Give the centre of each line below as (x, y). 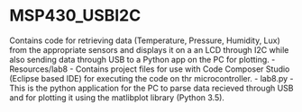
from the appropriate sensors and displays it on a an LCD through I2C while (149, 49)
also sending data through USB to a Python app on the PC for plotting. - (142, 59)
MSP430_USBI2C (75, 16)
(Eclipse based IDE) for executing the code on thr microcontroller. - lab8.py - (151, 78)
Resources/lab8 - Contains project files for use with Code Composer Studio (150, 69)
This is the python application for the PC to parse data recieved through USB (151, 88)
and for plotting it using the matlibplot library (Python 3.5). (117, 97)
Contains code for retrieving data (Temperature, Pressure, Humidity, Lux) (145, 40)
